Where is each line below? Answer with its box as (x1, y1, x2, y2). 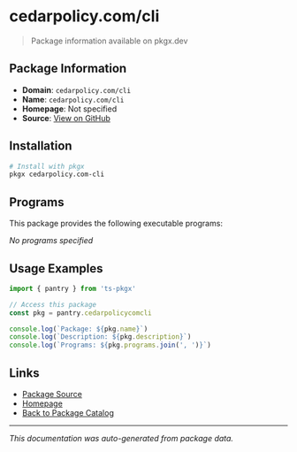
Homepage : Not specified (21, 103, 118, 114)
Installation (9, 139, 72, 154)
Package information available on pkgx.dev (30, 35, 188, 46)
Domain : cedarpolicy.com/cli (21, 84, 131, 95)
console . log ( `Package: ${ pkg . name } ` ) (9, 325, 148, 333)
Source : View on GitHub (21, 112, 110, 123)
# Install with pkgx (9, 162, 86, 171)
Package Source (21, 389, 82, 399)
